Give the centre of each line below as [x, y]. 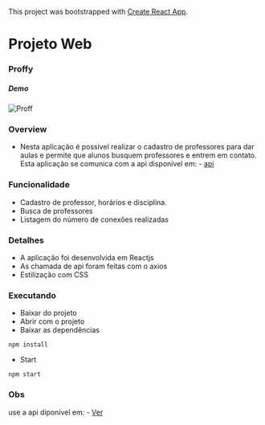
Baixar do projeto [49, 313]
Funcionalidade [39, 185]
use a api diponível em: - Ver [56, 412]
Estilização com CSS [54, 274]
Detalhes [26, 240]
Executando [32, 295]
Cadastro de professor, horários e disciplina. [93, 202]
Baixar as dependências [60, 330]
